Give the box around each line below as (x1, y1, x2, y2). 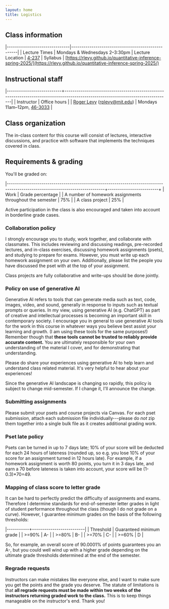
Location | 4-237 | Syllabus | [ (5, 55, 67, 61)
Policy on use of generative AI (5, 285, 80, 292)
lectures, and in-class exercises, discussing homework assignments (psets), (5, 247, 164, 253)
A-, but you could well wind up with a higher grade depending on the (5, 547, 148, 553)
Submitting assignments (5, 398, 67, 405)
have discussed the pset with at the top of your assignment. (5, 263, 130, 269)
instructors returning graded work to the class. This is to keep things (5, 592, 151, 598)
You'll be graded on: (5, 171, 47, 177)
